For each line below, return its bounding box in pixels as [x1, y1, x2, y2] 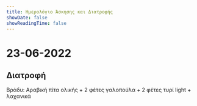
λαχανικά [6, 93, 32, 100]
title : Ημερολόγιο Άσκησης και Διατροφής [6, 8, 113, 15]
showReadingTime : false [6, 20, 67, 26]
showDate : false [6, 15, 48, 21]
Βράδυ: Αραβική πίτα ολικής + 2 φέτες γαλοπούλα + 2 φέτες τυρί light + [6, 86, 192, 94]
